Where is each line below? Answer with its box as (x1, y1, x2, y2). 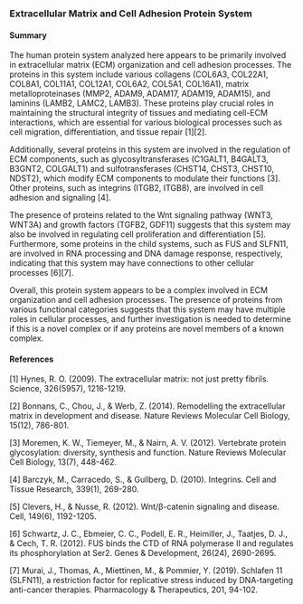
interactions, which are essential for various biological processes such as (9, 117, 283, 128)
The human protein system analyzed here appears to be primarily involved (9, 50, 287, 61)
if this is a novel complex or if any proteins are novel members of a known (9, 324, 285, 335)
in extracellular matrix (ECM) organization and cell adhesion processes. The (9, 60, 292, 71)
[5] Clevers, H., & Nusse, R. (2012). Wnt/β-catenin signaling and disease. (9, 501, 280, 513)
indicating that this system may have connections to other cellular (9, 258, 255, 269)
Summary (9, 30, 47, 41)
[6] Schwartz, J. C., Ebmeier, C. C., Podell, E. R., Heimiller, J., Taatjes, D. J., (9, 528, 288, 540)
